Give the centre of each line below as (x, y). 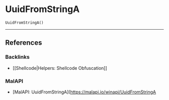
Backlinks (18, 57)
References (24, 43)
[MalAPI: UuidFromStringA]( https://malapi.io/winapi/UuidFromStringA (84, 92)
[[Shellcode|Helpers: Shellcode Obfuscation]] (60, 68)
